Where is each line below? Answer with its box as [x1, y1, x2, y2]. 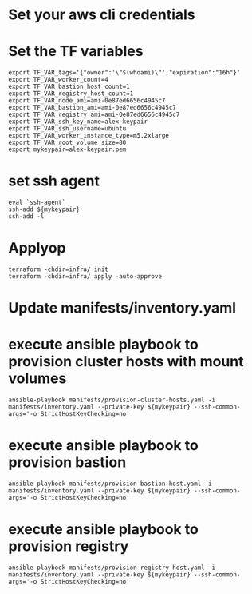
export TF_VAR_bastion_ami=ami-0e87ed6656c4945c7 [8, 104, 177, 112]
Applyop [8, 239, 66, 257]
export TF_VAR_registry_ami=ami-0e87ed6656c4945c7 [8, 110, 180, 119]
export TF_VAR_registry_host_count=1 [8, 90, 134, 98]
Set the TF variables [8, 42, 144, 61]
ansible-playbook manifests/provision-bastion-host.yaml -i [8, 480, 213, 488]
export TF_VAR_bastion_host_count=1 [8, 82, 130, 91]
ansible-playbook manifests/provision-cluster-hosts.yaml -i [8, 396, 216, 405]
